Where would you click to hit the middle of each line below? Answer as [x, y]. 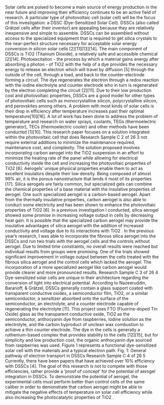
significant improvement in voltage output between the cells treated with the [82, 257]
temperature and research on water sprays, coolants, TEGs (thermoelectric [81, 121]
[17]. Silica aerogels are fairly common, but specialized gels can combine [79, 184]
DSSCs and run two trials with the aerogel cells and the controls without [78, 241]
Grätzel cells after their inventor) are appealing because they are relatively [80, 28]
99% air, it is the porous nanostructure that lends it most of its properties [78, 179]
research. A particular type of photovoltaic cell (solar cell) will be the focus [80, 17]
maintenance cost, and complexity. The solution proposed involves [72, 147]
